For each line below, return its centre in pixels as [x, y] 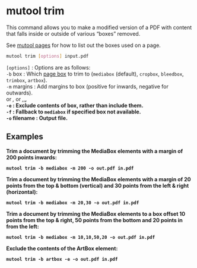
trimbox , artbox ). [27, 80]
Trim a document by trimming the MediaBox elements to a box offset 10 [96, 214]
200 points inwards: [32, 157]
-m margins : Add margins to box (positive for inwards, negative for [88, 86]
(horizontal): [22, 192]
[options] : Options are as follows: [48, 67]
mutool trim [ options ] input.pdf [47, 56]
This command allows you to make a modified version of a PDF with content [99, 27]
